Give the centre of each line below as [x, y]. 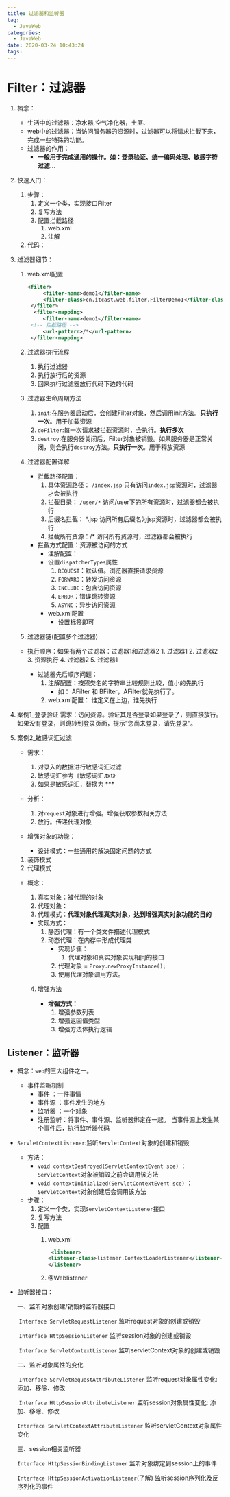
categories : [24, 33]
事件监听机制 [45, 1085]
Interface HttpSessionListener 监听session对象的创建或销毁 [105, 1336]
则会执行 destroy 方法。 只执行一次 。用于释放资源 [117, 447]
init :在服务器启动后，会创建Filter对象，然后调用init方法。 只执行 [128, 413]
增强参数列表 [76, 1011]
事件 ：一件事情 [60, 1094]
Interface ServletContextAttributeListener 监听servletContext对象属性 [119, 1426]
